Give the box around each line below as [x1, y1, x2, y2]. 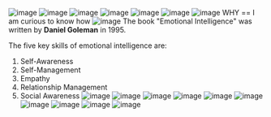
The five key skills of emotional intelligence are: [8, 41, 168, 50]
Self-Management [19, 65, 81, 75]
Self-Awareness [19, 57, 74, 66]
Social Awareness [19, 91, 80, 101]
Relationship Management [19, 82, 108, 92]
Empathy [19, 74, 50, 83]
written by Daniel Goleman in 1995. [8, 25, 127, 34]
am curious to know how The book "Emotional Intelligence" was [8, 16, 253, 26]
